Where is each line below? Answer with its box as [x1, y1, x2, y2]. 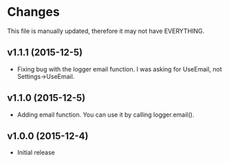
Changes [7, 4, 60, 20]
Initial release [17, 148, 55, 157]
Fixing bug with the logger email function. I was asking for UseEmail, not [17, 65, 222, 73]
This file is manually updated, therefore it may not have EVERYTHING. [7, 27, 205, 35]
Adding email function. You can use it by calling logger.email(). [17, 111, 195, 119]
